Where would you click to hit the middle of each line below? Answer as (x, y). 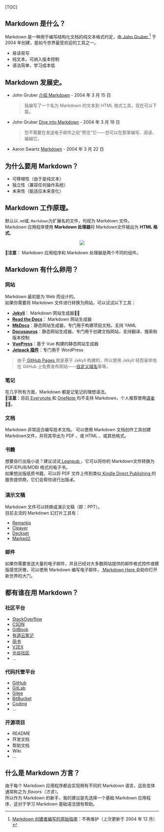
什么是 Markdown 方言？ (43, 773)
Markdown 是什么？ (35, 24)
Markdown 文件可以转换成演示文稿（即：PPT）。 (54, 507)
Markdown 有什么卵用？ (42, 270)
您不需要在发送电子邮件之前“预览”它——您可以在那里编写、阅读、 (90, 132)
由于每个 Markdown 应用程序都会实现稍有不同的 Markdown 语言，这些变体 (80, 786)
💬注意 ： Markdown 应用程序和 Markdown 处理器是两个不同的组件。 (73, 253)
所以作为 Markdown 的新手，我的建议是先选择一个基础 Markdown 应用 (76, 798)
